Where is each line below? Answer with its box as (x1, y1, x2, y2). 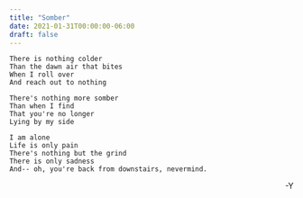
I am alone (9, 133, 50, 142)
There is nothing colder (9, 55, 103, 64)
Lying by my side (9, 118, 75, 127)
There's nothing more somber (9, 94, 119, 103)
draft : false (9, 30, 59, 39)
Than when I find (9, 102, 75, 111)
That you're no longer (9, 110, 95, 119)
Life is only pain (9, 141, 78, 150)
